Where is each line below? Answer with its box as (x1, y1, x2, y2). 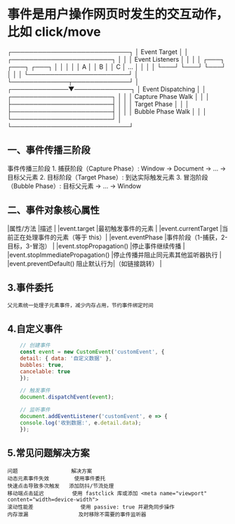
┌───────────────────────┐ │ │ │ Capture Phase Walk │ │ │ (7, 92, 210, 100)
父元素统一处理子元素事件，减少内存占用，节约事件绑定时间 (7, 302, 154, 309)
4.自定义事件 (7, 323, 63, 335)
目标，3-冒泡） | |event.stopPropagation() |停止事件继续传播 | (7, 241, 186, 250)
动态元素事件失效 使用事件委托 (7, 475, 106, 482)
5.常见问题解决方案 (7, 447, 90, 459)
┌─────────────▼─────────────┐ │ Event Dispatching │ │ (7, 85, 207, 93)
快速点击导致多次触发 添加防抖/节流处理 (7, 482, 114, 490)
